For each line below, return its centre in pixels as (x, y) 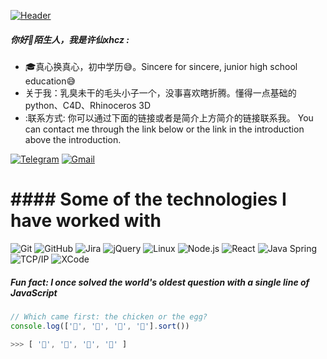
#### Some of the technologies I (148, 199)
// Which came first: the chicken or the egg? (109, 316)
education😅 (50, 81)
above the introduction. (73, 139)
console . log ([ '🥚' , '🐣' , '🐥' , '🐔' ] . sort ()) (100, 326)
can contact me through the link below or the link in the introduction (164, 129)
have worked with (86, 221)
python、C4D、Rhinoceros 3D (88, 105)
